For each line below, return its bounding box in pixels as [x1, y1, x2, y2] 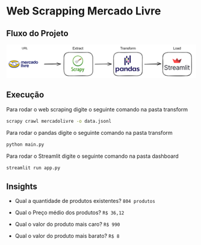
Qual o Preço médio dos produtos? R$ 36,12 [14, 209, 125, 216]
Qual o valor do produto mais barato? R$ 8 [14, 232, 120, 240]
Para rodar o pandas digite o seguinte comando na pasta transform [6, 129, 173, 136]
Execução [6, 90, 45, 100]
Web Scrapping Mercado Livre [6, 4, 161, 18]
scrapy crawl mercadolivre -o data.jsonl [6, 118, 112, 124]
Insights [6, 181, 38, 191]
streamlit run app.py [6, 164, 61, 171]
